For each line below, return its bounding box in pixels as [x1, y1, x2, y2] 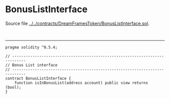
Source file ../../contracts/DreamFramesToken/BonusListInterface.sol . [5, 20, 150, 26]
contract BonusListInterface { [5, 76, 71, 81]
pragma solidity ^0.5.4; [5, 45, 58, 50]
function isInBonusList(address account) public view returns [14, 80, 148, 85]
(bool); [5, 85, 22, 90]
